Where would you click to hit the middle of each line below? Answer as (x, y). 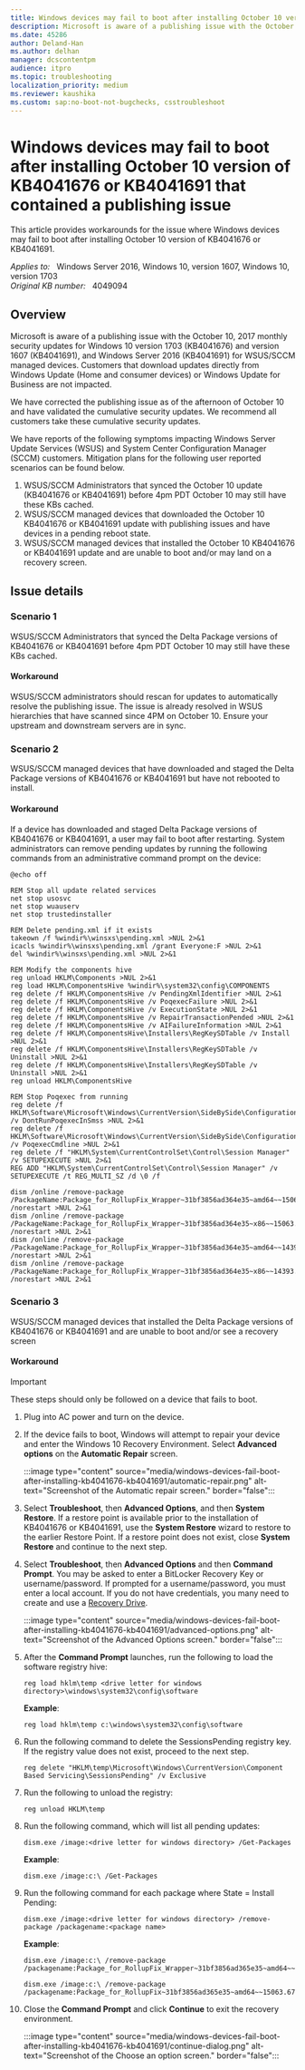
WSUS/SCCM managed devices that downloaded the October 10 (144, 514)
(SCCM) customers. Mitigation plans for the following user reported (136, 458)
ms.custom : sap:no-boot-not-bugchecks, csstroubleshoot (118, 102)
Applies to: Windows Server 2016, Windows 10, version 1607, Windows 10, (150, 267)
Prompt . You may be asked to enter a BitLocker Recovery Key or (143, 1574)
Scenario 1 (33, 617)
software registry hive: (65, 1667)
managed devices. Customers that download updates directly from (135, 365)
